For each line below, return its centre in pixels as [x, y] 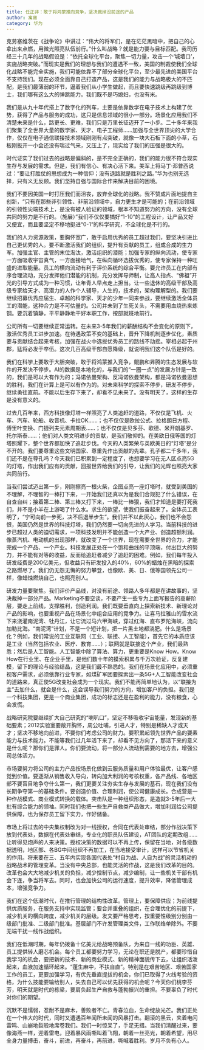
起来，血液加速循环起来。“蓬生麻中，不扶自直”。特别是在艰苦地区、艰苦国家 [102, 967]
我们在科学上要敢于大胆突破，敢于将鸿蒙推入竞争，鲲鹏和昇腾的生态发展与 [99, 362]
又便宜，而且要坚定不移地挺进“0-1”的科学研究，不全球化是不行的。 [90, 224]
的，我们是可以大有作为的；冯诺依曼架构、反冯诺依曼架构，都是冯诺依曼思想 [102, 377]
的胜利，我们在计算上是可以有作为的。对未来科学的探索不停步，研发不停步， [102, 385]
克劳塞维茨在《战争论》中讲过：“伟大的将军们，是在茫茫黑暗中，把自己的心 [101, 41]
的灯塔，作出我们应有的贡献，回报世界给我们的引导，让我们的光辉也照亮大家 [102, 466]
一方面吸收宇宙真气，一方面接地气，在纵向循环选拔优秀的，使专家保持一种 [99, 260]
